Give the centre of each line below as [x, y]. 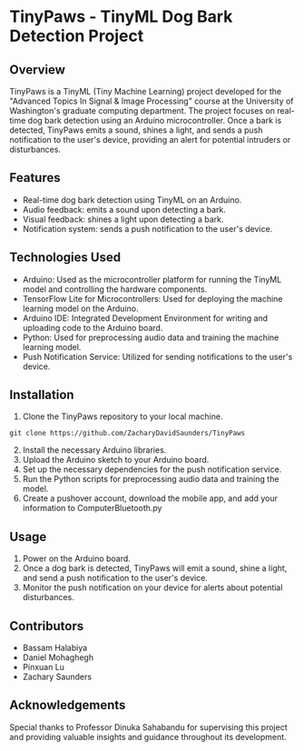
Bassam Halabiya [55, 648]
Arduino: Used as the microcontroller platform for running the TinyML [152, 279]
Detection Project [77, 36]
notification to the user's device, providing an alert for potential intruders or [150, 140]
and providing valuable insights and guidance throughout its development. [148, 736]
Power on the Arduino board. [77, 559]
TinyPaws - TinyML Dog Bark [121, 17]
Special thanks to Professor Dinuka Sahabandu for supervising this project [148, 727]
